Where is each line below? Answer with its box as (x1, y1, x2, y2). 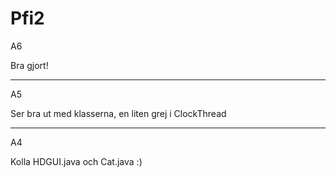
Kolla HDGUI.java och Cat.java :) (10, 155, 143, 167)
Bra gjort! (10, 59, 49, 71)
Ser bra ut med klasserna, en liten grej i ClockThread (10, 107, 227, 119)
